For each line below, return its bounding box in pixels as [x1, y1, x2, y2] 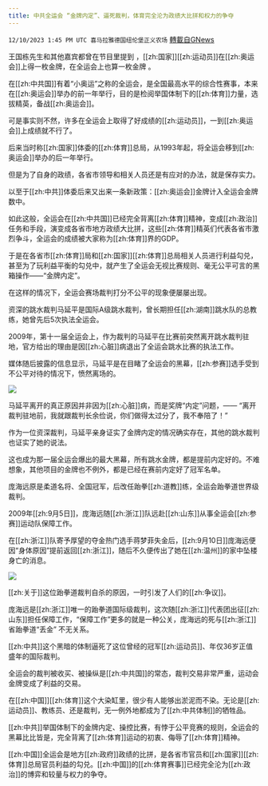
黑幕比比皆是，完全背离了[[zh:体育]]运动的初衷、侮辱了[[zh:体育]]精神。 [8, 732, 245, 742]
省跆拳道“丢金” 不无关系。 [8, 624, 94, 634]
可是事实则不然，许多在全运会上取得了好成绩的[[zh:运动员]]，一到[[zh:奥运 [8, 115, 254, 125]
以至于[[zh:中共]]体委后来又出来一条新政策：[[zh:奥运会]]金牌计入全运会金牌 [8, 186, 258, 196]
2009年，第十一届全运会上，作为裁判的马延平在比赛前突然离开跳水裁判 [8, 331, 242, 341]
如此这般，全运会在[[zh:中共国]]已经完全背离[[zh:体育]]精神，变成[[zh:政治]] [8, 213, 258, 223]
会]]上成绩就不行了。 [8, 126, 77, 135]
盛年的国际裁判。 [8, 651, 65, 660]
